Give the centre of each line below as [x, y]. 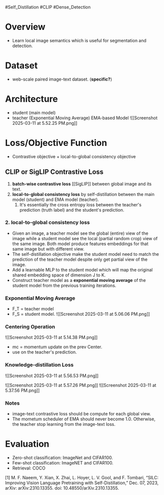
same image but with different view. [48, 249]
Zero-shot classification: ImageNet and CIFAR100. [62, 457]
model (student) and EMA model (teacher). [55, 199]
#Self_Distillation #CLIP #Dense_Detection [48, 7]
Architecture [31, 99]
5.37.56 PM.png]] [23, 390]
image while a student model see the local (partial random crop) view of [85, 238]
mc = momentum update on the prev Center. [57, 347]
